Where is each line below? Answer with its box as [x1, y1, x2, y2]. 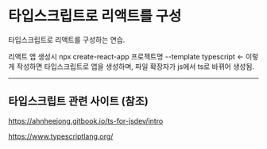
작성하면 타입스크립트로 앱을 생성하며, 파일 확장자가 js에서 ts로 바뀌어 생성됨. [16, 61, 255, 71]
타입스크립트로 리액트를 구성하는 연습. [8, 35, 126, 44]
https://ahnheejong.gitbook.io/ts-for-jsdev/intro [8, 116, 164, 125]
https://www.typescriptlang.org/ [8, 132, 114, 141]
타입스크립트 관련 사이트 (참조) [8, 94, 149, 108]
